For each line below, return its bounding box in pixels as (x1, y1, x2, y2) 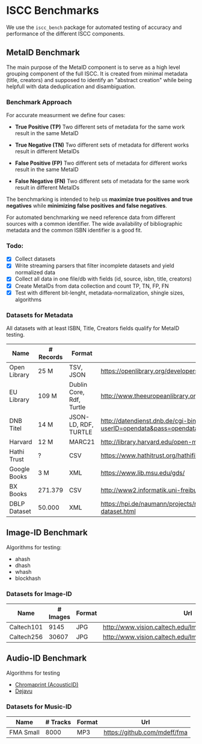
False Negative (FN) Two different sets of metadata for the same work (14, 177, 189, 185)
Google (9, 465, 30, 473)
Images (48, 613, 70, 622)
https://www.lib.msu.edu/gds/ (100, 468, 185, 477)
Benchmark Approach (6, 98, 72, 106)
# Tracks (45, 718, 71, 727)
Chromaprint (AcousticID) (14, 681, 79, 688)
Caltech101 (9, 623, 43, 631)
